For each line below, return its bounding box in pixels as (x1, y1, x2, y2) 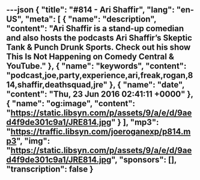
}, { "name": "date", (109, 80, 185, 90)
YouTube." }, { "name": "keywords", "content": (6, 61, 187, 71)
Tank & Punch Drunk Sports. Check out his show (6, 42, 191, 53)
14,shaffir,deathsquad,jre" (6, 80, 108, 90)
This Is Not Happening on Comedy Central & (6, 52, 174, 62)
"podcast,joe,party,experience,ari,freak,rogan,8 (6, 70, 193, 80)
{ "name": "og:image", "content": (6, 98, 136, 109)
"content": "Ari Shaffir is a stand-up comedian (6, 23, 184, 34)
